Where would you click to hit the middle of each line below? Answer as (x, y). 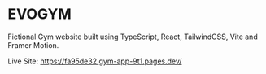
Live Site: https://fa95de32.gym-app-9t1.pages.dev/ (95, 61)
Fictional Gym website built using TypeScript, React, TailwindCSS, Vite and (133, 37)
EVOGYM (40, 14)
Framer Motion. (33, 45)
